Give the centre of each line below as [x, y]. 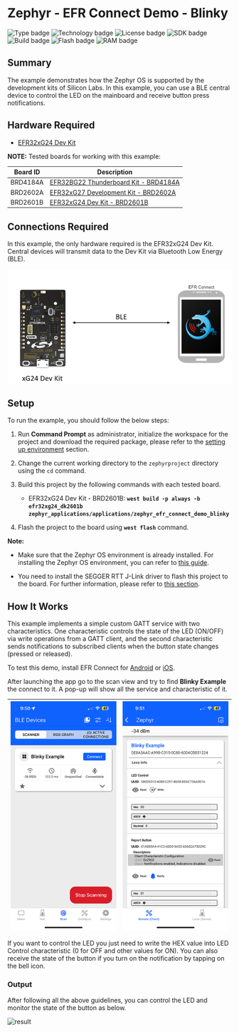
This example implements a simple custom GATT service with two [104, 624]
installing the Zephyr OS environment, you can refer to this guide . [113, 563]
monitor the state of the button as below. [67, 1008]
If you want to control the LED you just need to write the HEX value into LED [118, 944]
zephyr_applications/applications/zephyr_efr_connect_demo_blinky [129, 514]
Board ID [27, 172]
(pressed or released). [40, 654]
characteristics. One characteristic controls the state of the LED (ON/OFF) [116, 631]
